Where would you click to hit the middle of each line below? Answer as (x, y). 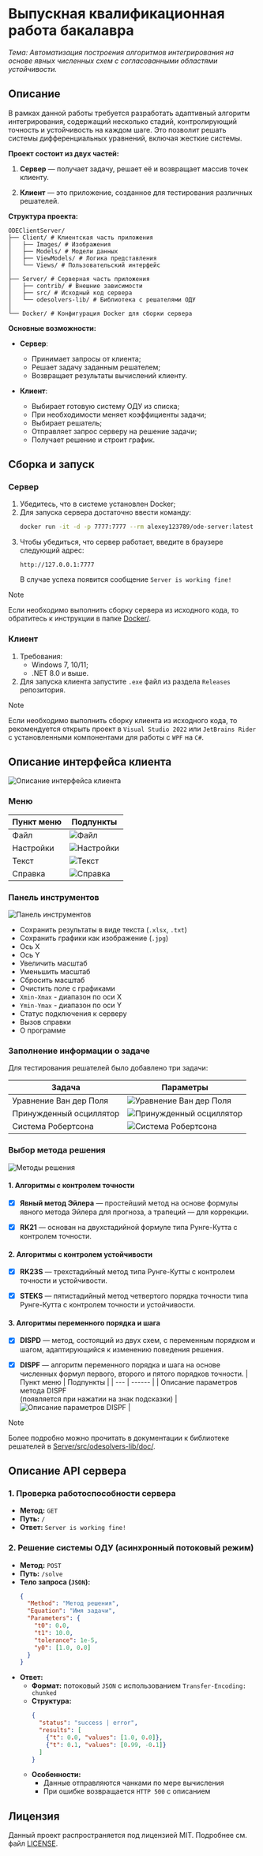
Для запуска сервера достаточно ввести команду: (105, 512)
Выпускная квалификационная (116, 14)
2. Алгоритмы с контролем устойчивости (80, 1254)
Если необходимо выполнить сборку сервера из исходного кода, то (124, 610)
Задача (66, 1088)
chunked (44, 1693)
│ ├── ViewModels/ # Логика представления (83, 258)
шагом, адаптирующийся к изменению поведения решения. (122, 1349)
